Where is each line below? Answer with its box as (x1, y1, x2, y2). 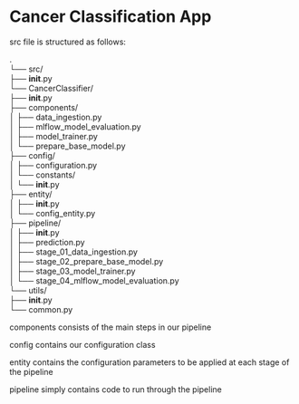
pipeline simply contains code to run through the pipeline (9, 383, 222, 395)
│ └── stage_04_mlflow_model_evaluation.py (9, 274, 179, 286)
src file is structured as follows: (9, 36, 127, 47)
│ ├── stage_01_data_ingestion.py (9, 246, 139, 257)
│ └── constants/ (9, 169, 76, 180)
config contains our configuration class (9, 339, 156, 350)
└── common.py (9, 303, 73, 314)
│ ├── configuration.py (9, 159, 98, 170)
